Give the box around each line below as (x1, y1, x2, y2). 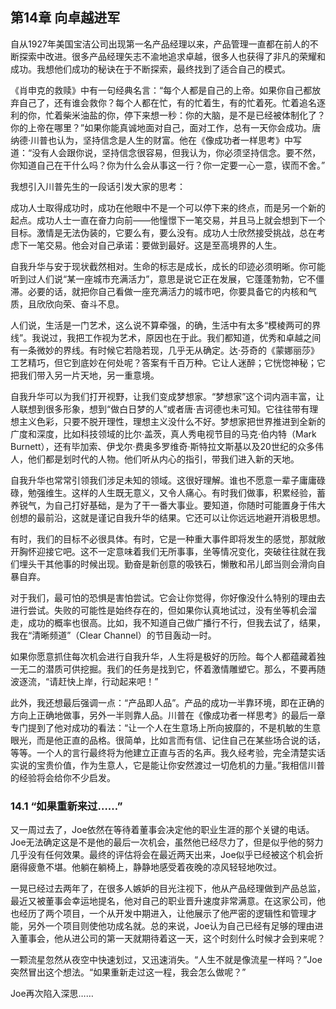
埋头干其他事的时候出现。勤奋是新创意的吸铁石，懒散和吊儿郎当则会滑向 (18, 558, 317, 570)
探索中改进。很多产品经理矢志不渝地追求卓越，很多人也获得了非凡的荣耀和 (18, 50, 326, 62)
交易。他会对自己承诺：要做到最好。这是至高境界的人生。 (44, 239, 282, 251)
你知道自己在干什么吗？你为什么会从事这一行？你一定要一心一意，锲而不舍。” (10, 159, 326, 171)
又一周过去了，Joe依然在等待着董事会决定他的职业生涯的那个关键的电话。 (10, 824, 315, 836)
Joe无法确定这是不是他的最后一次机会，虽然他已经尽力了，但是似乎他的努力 (10, 836, 324, 848)
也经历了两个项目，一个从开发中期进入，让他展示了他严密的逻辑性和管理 (10, 908, 308, 920)
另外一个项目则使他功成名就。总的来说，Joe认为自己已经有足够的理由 (27, 920, 315, 932)
